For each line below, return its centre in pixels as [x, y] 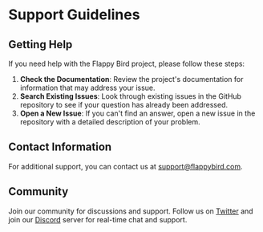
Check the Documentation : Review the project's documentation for [131, 79]
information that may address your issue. [87, 88]
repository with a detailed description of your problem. [110, 122]
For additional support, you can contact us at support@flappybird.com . [125, 166]
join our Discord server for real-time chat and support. [98, 219]
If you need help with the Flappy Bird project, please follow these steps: [127, 63]
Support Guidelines [74, 15]
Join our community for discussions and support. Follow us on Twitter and [131, 211]
